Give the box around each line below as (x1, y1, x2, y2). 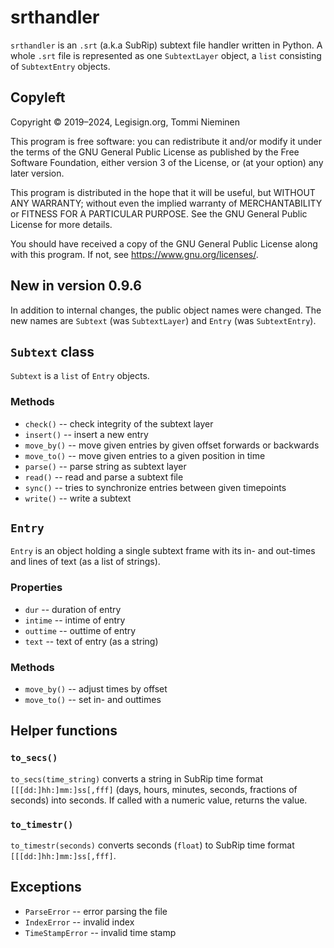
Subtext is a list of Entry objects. (10, 370, 150, 382)
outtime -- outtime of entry (24, 624, 137, 636)
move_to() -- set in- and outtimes (24, 694, 162, 706)
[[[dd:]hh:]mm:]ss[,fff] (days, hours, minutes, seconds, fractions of (10, 783, 298, 795)
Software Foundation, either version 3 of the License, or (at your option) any (10, 156, 324, 168)
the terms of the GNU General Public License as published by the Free (10, 146, 300, 158)
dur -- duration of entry (24, 603, 122, 615)
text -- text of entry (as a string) (24, 635, 159, 647)
